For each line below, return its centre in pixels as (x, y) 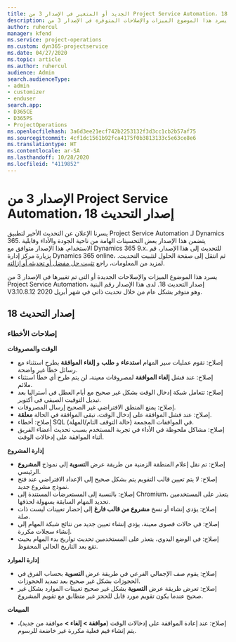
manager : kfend (29, 33)
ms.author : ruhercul (38, 66)
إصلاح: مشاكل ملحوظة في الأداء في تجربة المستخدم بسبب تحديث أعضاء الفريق (121, 430)
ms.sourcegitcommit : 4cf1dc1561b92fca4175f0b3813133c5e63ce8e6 (102, 138)
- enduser (22, 99)
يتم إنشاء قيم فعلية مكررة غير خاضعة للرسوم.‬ (77, 631)
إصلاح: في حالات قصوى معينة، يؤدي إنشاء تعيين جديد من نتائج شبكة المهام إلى (118, 524)
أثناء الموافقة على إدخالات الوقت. (60, 437)
